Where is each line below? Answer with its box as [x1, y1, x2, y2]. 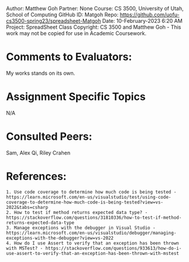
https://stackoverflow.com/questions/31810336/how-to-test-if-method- [6, 215, 182, 220]
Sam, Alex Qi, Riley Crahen [6, 149, 71, 156]
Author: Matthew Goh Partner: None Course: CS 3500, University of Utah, [6, 5, 184, 12]
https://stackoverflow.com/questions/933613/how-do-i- [45, 245, 182, 251]
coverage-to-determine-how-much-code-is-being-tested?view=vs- [6, 199, 164, 205]
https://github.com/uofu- [119, 11, 180, 18]
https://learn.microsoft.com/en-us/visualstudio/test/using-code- [6, 194, 171, 200]
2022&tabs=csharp [6, 204, 49, 210]
